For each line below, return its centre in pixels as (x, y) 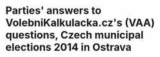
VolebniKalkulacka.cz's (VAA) (80, 23)
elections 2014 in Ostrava (69, 48)
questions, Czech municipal (74, 35)
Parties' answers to (53, 11)
